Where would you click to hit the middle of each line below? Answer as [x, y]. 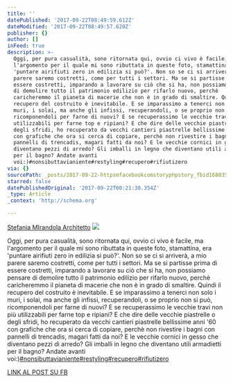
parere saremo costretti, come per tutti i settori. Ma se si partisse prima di [112, 263]
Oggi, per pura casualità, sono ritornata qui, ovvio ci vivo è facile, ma [105, 241]
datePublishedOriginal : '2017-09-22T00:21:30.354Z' [83, 188]
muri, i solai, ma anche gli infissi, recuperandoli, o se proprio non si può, [110, 300]
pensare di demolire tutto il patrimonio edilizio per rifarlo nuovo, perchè [109, 278]
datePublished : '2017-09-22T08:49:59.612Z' [71, 20]
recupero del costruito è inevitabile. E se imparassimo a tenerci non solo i [112, 292]
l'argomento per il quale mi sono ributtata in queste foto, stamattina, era [110, 248]
